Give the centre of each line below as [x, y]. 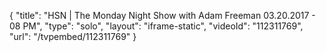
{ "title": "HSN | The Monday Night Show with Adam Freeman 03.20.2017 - [162, 15]
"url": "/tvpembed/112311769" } [73, 36]
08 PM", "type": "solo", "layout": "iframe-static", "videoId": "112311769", [156, 26]
